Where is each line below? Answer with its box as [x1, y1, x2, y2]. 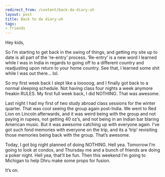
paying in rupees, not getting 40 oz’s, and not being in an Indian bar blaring [5, 116, 159, 122]
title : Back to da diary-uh [5, 16, 64, 21]
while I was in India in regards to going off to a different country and [5, 60, 144, 66]
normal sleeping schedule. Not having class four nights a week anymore [5, 85, 153, 91]
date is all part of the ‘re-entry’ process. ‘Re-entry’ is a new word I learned [5, 54, 157, 60]
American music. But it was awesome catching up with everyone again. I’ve [5, 122, 160, 128]
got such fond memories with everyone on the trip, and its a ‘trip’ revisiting [5, 127, 158, 133]
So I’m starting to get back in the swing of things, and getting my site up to [5, 49, 158, 55]
